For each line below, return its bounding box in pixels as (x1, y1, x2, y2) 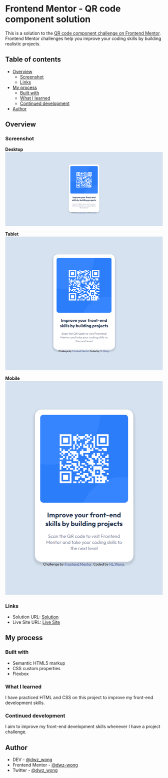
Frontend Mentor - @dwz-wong (12, 762, 78, 768)
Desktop (5, 146, 23, 152)
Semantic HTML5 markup (12, 660, 65, 666)
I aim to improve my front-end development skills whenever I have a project (5, 724, 161, 730)
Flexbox (12, 671, 29, 677)
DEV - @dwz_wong (12, 757, 52, 763)
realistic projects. (5, 40, 41, 46)
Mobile (5, 375, 20, 381)
